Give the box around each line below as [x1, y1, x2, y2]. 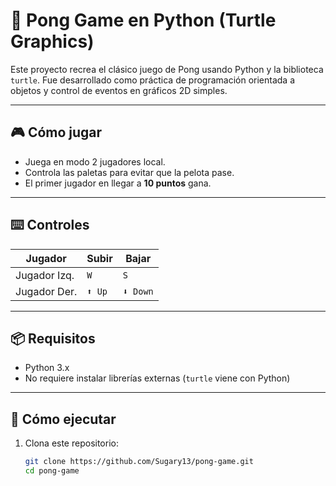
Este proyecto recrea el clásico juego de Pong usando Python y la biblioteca [10, 63, 324, 75]
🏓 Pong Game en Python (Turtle [10, 9, 277, 32]
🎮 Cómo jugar [10, 124, 103, 141]
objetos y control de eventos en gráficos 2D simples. [10, 84, 228, 96]
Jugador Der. [15, 284, 78, 298]
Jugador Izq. [15, 268, 75, 282]
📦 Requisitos [10, 330, 96, 347]
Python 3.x [24, 362, 70, 374]
